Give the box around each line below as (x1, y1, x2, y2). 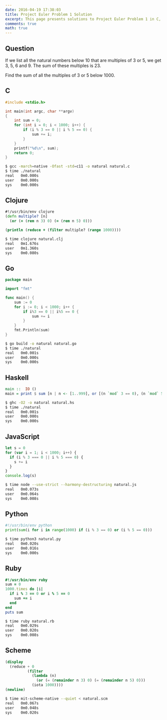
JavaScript (5, 432, 40, 441)
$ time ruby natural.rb (5, 619, 55, 624)
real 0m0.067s (5, 701, 39, 706)
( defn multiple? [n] (5, 214, 48, 219)
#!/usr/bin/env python (5, 523, 52, 528)
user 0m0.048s (5, 705, 39, 711)
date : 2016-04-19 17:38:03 (5, 7, 61, 12)
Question (5, 44, 34, 53)
